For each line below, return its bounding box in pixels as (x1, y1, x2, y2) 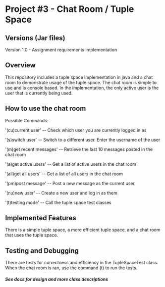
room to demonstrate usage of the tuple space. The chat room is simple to (5, 79, 157, 85)
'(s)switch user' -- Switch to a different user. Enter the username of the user (5, 137, 161, 143)
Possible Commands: (5, 117, 49, 123)
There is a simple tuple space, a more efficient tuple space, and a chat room (5, 227, 161, 233)
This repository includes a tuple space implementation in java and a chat (5, 74, 153, 80)
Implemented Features (5, 214, 77, 222)
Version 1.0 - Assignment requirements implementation (5, 47, 117, 52)
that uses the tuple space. (5, 232, 58, 238)
